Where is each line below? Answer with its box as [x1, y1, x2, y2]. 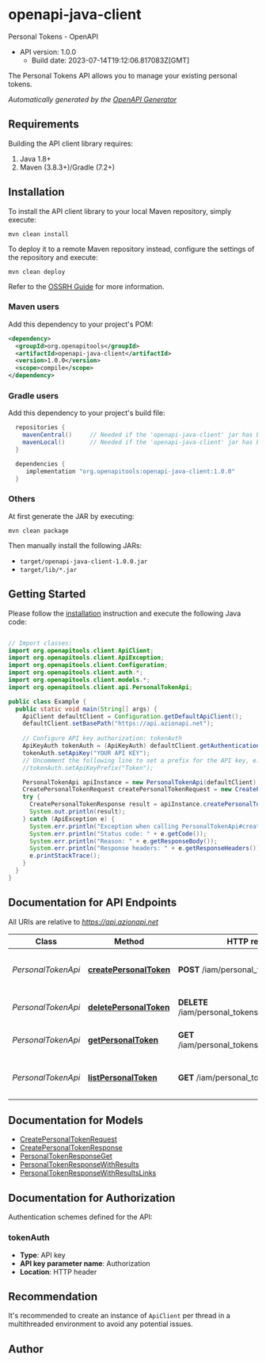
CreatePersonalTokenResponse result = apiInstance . [28, 800, 203, 809]
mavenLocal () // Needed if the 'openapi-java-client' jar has [22, 438, 253, 447]
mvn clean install [8, 230, 69, 238]
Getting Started [8, 588, 86, 601]
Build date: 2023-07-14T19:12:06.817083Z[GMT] [31, 55, 190, 65]
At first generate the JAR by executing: [8, 511, 135, 520]
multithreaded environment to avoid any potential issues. [8, 1319, 193, 1329]
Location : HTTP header [19, 1267, 97, 1276]
